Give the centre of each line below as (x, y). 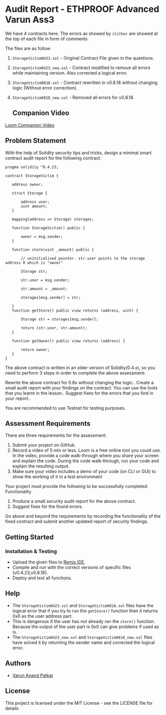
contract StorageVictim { (32, 176)
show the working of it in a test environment (57, 477)
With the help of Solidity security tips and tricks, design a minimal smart (79, 153)
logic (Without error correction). (45, 87)
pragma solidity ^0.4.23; (32, 167)
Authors (18, 664)
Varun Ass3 (30, 20)
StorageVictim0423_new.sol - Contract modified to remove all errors (81, 68)
